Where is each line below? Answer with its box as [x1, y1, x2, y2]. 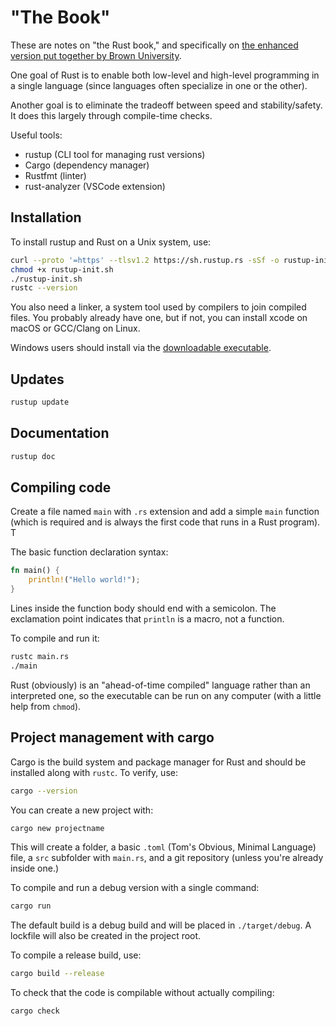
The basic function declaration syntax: [10, 546, 169, 558]
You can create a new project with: [10, 804, 154, 816]
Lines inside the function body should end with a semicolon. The [10, 602, 277, 615]
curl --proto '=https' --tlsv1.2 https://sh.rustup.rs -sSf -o [10, 255, 280, 265]
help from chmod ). [10, 700, 82, 712]
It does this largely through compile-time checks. [10, 109, 213, 121]
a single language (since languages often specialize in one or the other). [10, 79, 308, 91]
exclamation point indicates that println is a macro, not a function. [10, 613, 285, 625]
